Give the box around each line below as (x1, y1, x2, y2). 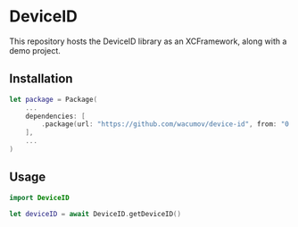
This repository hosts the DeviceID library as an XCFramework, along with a (9, 36, 287, 46)
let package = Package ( (9, 95, 98, 104)
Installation (9, 71, 73, 87)
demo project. (9, 45, 61, 55)
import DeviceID (9, 193, 70, 202)
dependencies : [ (25, 112, 87, 121)
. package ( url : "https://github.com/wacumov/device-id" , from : (41, 120, 277, 129)
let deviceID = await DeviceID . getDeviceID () (9, 209, 181, 218)
